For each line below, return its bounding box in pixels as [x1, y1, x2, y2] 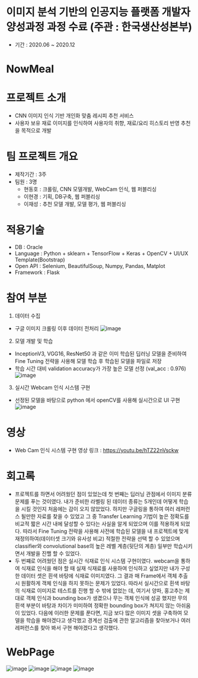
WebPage [6, 645, 55, 658]
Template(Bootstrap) [14, 256, 65, 263]
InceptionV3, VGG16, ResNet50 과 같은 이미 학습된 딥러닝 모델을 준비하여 [14, 350, 187, 357]
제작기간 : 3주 [14, 171, 47, 178]
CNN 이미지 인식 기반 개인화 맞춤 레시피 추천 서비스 [14, 112, 135, 119]
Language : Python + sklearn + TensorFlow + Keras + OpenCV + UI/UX [14, 250, 189, 257]
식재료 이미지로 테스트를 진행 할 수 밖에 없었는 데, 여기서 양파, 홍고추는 [21, 586, 184, 594]
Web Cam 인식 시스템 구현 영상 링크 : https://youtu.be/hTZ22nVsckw [14, 446, 179, 453]
